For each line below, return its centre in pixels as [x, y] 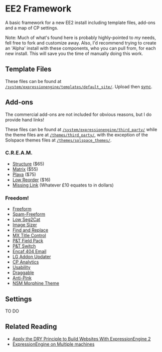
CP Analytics [25, 262]
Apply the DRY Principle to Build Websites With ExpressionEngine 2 [81, 338]
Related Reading [31, 327]
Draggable [23, 272]
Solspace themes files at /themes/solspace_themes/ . [59, 140]
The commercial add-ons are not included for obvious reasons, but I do [79, 114]
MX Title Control [29, 235]
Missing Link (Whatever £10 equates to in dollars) [63, 185]
